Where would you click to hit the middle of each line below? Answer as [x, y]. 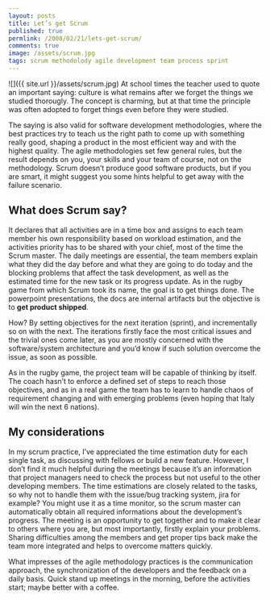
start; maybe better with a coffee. [64, 587]
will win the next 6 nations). [54, 406]
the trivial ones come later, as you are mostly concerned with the [116, 340]
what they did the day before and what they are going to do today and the [131, 264]
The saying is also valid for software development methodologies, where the [135, 125]
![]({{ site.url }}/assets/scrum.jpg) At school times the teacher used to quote [134, 83]
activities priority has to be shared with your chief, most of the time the [126, 247]
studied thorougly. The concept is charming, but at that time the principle [130, 101]
